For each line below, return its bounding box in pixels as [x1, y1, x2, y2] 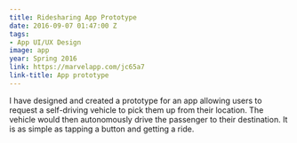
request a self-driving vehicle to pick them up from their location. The [9, 104, 264, 115]
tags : [9, 29, 29, 38]
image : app [9, 46, 50, 55]
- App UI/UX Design [9, 37, 82, 47]
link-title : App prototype [9, 71, 109, 80]
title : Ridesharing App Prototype [9, 12, 138, 22]
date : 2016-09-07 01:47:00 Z [9, 21, 117, 30]
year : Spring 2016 [9, 54, 77, 63]
